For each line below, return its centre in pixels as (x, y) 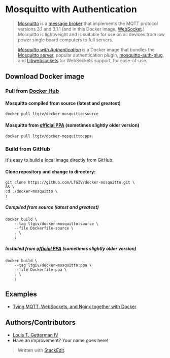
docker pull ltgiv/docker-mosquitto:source (52, 114)
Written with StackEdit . (42, 350)
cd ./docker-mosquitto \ (31, 191)
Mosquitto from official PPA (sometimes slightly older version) (72, 125)
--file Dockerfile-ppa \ (41, 270)
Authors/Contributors (41, 323)
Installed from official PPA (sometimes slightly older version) (71, 248)
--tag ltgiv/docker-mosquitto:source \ (57, 224)
